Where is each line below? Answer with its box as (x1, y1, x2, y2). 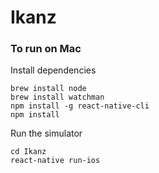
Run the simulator (10, 127, 83, 140)
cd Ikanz (10, 147, 47, 157)
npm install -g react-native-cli (10, 101, 150, 111)
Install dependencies (10, 64, 97, 76)
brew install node (10, 84, 87, 94)
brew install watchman (10, 92, 105, 103)
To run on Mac (10, 42, 82, 56)
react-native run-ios (10, 156, 101, 166)
